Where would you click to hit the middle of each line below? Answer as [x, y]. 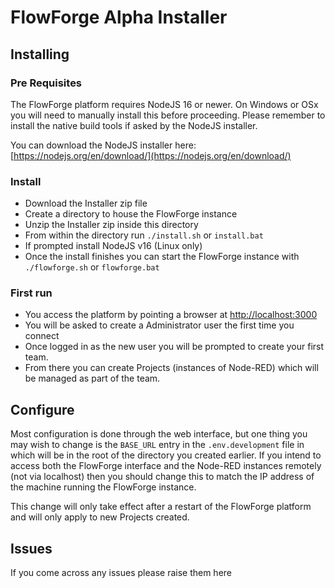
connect [42, 336]
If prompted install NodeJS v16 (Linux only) [113, 246]
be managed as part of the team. [92, 378]
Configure [42, 409]
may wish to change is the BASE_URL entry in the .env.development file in [157, 445]
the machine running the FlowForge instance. [103, 487]
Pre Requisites [46, 83]
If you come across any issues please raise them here [121, 573]
